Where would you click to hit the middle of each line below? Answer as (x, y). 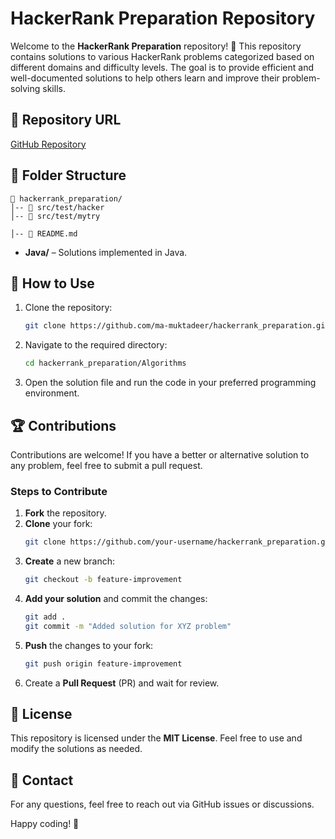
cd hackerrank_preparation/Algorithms (105, 363)
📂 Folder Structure (68, 175)
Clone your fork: (58, 524)
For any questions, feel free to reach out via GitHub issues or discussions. (162, 804)
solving (25, 88)
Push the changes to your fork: (89, 645)
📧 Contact (42, 780)
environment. (52, 393)
